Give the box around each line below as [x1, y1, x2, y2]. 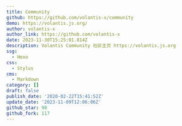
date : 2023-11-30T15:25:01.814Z [6, 37, 88, 43]
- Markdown [11, 76, 39, 82]
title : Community [6, 8, 50, 15]
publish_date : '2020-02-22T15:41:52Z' [6, 93, 104, 99]
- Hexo [11, 54, 28, 60]
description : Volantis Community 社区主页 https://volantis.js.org [6, 43, 177, 49]
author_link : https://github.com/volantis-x [6, 31, 120, 38]
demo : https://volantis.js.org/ [6, 20, 88, 26]
